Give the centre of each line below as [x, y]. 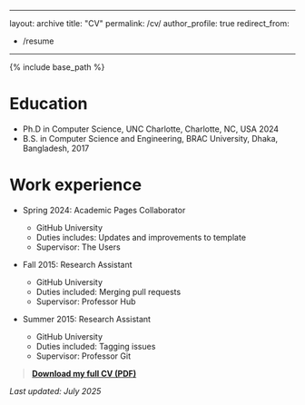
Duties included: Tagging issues [96, 346]
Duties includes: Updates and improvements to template [141, 237]
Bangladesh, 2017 [56, 148]
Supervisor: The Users [78, 247]
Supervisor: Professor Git [84, 356]
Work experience [76, 185]
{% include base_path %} [57, 67]
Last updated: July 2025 [55, 390]
